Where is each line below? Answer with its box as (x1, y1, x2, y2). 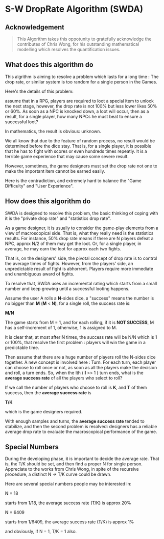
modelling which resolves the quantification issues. (17, 47, 121, 52)
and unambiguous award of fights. (5, 271, 74, 277)
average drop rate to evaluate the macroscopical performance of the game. (5, 429, 158, 434)
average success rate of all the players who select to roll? (5, 375, 122, 381)
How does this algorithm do (5, 197, 91, 206)
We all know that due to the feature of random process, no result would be (5, 137, 155, 143)
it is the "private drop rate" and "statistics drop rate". (5, 215, 111, 221)
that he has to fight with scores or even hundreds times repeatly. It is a (5, 148, 147, 154)
